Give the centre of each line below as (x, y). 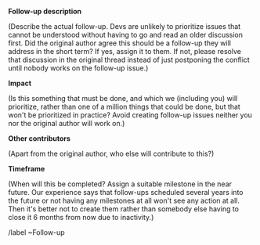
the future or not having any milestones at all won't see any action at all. (124, 200)
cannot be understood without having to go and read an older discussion (126, 35)
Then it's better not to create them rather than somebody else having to (124, 209)
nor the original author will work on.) (67, 123)
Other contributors (39, 139)
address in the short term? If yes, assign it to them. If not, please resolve (125, 51)
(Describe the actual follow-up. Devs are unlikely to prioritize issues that (125, 26)
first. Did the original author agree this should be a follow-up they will (119, 43)
